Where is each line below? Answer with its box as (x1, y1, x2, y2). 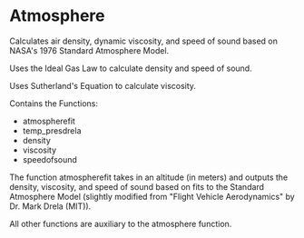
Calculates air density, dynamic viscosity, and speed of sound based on (9, 35, 279, 46)
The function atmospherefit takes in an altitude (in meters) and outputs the (9, 172, 289, 183)
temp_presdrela (22, 124, 82, 136)
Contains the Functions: (9, 97, 98, 109)
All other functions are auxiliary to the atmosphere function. (9, 218, 232, 229)
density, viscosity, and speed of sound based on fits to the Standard (9, 181, 265, 192)
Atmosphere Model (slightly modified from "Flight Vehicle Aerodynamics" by (9, 191, 295, 202)
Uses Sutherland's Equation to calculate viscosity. (9, 80, 197, 91)
